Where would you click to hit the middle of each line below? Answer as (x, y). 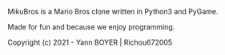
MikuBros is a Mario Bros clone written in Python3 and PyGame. (113, 12)
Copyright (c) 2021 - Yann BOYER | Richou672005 (90, 42)
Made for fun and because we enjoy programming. (91, 27)
